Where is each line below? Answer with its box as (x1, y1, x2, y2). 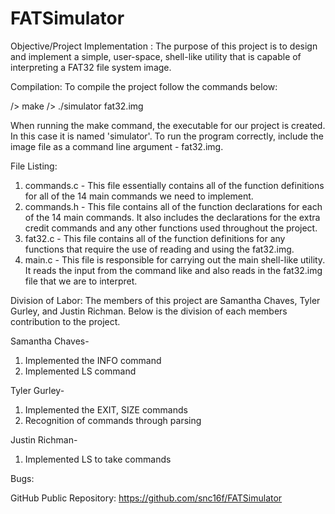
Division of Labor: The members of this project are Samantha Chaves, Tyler (10, 294, 321, 306)
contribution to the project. (10, 315, 121, 327)
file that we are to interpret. (24, 275, 138, 287)
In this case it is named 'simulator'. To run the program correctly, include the (10, 130, 324, 142)
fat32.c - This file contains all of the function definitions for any (24, 232, 286, 244)
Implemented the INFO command (24, 354, 162, 366)
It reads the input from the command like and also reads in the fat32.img (24, 264, 323, 276)
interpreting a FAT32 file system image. (10, 61, 172, 73)
